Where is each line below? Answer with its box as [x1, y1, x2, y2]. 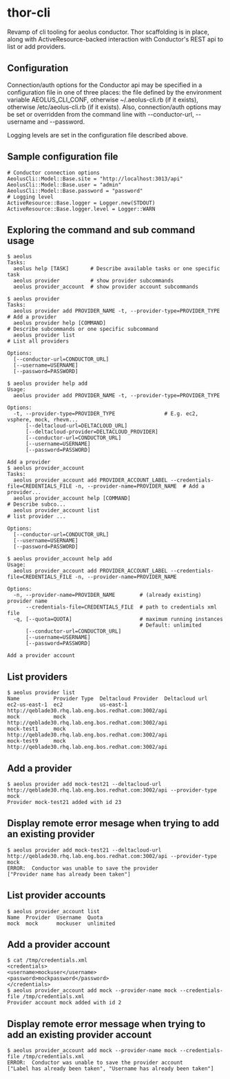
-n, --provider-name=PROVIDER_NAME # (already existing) [13, 592, 202, 599]
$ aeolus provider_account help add [7, 555, 112, 562]
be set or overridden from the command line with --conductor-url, [7, 110, 194, 118]
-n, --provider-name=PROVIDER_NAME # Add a [74, 483, 205, 490]
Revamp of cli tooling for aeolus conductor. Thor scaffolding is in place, [7, 28, 210, 36]
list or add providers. [7, 42, 66, 50]
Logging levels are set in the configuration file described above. [7, 131, 188, 139]
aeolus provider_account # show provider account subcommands [13, 283, 198, 291]
